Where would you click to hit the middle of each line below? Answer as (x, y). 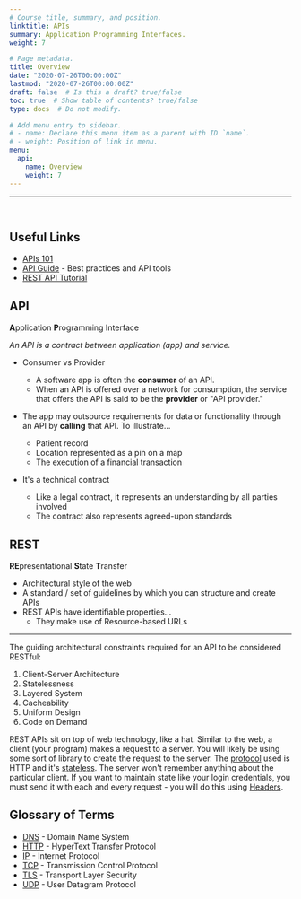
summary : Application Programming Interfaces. (98, 34)
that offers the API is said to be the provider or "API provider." (150, 399)
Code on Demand (55, 721)
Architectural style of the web (77, 583)
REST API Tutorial (55, 278)
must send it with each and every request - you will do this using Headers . (146, 787)
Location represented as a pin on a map (109, 453)
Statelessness (48, 684)
